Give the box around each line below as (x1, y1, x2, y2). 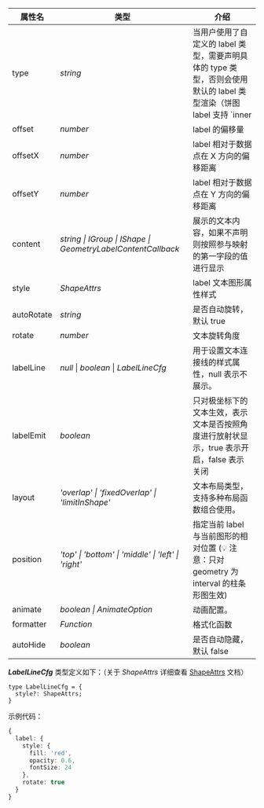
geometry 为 (192, 566, 239, 577)
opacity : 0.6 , (28, 756, 76, 765)
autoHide (12, 640, 46, 650)
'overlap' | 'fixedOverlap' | (60, 487, 157, 498)
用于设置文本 (192, 345, 240, 356)
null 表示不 (207, 369, 247, 380)
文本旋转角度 (192, 330, 240, 341)
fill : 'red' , (28, 749, 72, 757)
